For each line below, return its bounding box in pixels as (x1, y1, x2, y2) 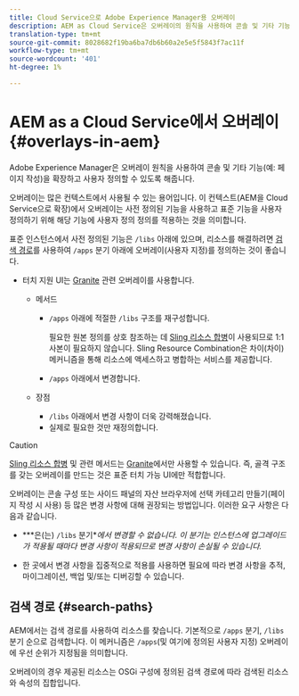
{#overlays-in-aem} (9, 131, 161, 152)
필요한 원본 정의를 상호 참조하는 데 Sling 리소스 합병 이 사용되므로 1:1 (48, 331, 285, 342)
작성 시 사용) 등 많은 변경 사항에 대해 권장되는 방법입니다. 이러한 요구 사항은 (18, 499, 280, 510)
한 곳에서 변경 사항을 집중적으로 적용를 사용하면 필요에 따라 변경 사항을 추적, (21, 559, 287, 570)
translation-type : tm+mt (9, 29, 101, 38)
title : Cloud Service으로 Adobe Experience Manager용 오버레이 (9, 12, 236, 22)
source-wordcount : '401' (9, 54, 101, 63)
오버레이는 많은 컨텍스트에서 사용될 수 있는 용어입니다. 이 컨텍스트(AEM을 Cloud (9, 192, 288, 203)
